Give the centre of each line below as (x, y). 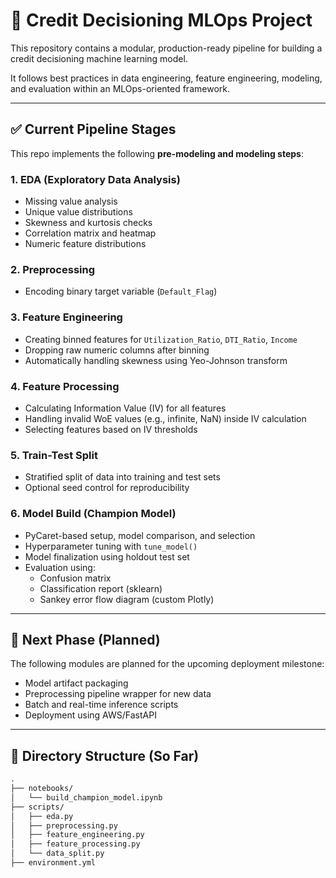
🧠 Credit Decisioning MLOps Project (161, 20)
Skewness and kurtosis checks (88, 223)
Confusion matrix (75, 578)
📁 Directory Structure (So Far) (105, 755)
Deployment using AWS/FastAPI (90, 715)
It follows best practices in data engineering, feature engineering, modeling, (166, 78)
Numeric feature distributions (85, 244)
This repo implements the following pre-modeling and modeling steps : (157, 153)
